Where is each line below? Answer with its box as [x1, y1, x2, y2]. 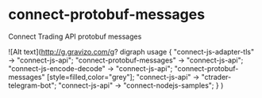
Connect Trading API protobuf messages [8, 32, 142, 41]
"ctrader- [201, 72, 232, 81]
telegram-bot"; [8, 81, 57, 90]
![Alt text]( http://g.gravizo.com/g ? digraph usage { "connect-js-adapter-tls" [8, 47, 255, 56]
